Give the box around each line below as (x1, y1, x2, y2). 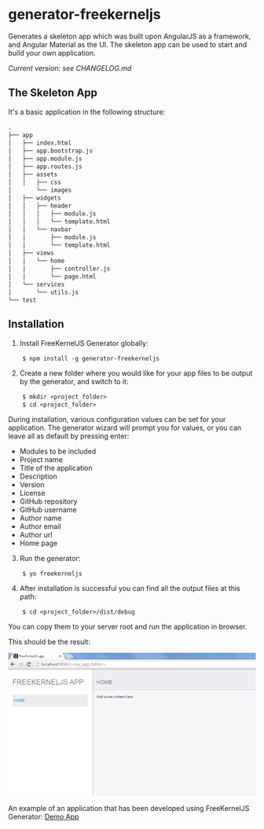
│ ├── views (8, 249, 55, 257)
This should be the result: (8, 636, 90, 646)
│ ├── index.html (8, 139, 72, 147)
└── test (8, 296, 37, 304)
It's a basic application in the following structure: (8, 107, 166, 116)
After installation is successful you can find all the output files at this (19, 583, 241, 592)
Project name (19, 454, 63, 464)
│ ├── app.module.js (8, 155, 82, 163)
